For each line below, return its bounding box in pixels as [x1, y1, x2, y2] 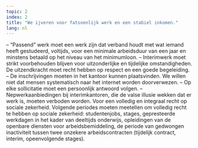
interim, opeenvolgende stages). [6, 135, 85, 142]
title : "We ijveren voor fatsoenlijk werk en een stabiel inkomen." [6, 19, 178, 25]
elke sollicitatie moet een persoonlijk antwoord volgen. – [6, 85, 143, 92]
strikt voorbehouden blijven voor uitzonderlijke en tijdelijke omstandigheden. [6, 60, 193, 67]
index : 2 [6, 14, 28, 20]
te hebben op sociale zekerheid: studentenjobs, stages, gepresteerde [6, 110, 176, 117]
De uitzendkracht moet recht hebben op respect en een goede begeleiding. [6, 66, 190, 74]
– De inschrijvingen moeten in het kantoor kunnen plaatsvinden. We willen [6, 73, 186, 80]
